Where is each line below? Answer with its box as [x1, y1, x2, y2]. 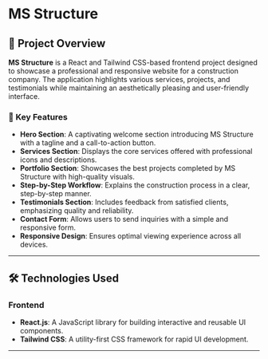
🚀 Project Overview [8, 37, 106, 50]
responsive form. [19, 223, 77, 232]
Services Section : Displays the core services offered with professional [19, 147, 253, 156]
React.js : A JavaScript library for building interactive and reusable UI [19, 317, 246, 327]
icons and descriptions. [19, 155, 97, 164]
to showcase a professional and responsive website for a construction [8, 66, 239, 76]
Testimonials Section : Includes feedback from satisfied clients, [19, 197, 229, 207]
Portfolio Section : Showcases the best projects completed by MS [19, 164, 236, 173]
